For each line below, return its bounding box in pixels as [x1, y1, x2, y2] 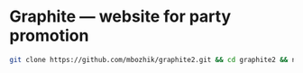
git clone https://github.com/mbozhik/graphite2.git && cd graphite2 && [9, 55, 289, 64]
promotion [9, 25, 89, 46]
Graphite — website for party [9, 6, 232, 27]
